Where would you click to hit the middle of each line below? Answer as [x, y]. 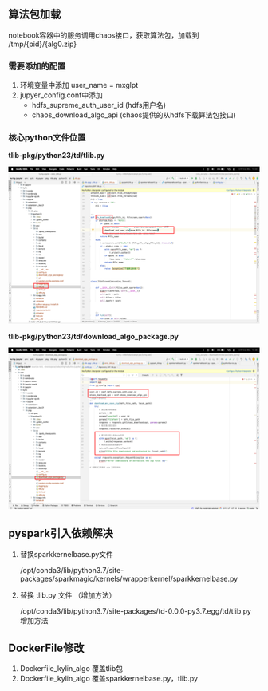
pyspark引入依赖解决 [61, 533]
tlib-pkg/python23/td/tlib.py [57, 156]
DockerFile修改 [46, 648]
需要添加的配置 [37, 66]
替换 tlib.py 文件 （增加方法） [68, 595]
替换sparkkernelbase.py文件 [67, 554]
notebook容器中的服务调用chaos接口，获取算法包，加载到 [104, 35]
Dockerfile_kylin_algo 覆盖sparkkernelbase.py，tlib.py [108, 679]
